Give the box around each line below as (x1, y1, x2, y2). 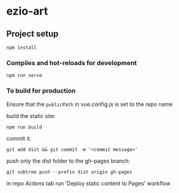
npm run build (6, 124, 43, 130)
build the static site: (6, 112, 56, 119)
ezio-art (6, 4, 48, 18)
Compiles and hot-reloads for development (6, 58, 137, 67)
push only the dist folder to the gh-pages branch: (6, 157, 130, 164)
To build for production (6, 86, 76, 95)
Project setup (6, 29, 59, 39)
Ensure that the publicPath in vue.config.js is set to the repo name (6, 100, 173, 108)
